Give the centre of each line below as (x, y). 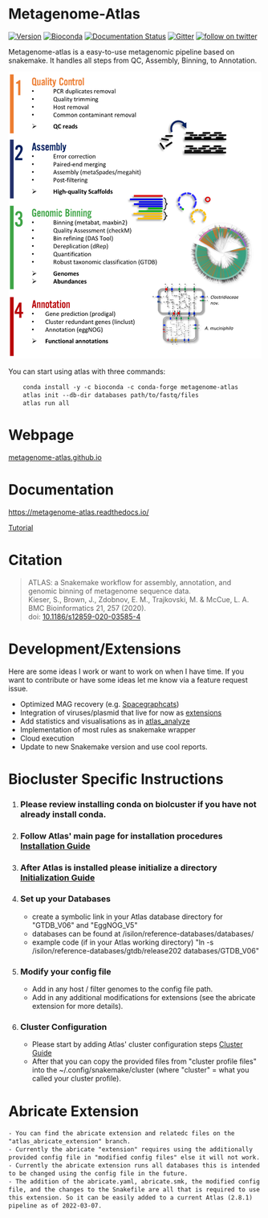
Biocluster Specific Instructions (116, 779)
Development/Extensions (95, 649)
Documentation (61, 489)
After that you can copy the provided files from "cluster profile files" (144, 1061)
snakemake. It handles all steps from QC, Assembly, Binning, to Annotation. (133, 60)
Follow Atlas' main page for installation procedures (121, 835)
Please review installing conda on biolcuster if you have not (138, 804)
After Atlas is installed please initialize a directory (119, 867)
